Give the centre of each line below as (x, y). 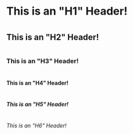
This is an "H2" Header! (53, 37)
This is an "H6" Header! (36, 125)
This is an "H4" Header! (37, 83)
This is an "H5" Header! (37, 104)
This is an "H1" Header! (67, 11)
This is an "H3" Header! (43, 61)
